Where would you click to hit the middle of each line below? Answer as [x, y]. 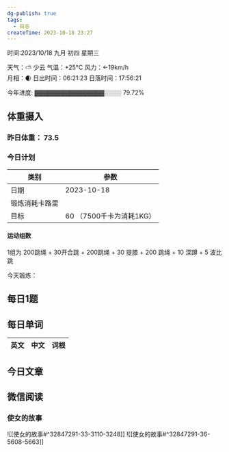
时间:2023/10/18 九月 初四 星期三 [53, 53]
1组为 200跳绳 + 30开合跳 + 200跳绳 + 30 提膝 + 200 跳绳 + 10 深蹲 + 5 [108, 252]
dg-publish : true [32, 13]
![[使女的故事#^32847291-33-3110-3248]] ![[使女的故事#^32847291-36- [109, 434]
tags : [15, 20]
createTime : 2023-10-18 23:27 [50, 33]
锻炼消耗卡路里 [35, 203]
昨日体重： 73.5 [33, 138]
